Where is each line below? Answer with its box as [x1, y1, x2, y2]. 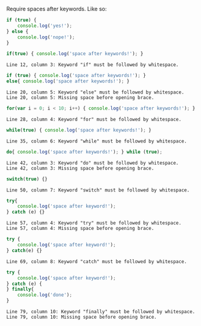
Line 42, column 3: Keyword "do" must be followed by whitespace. [6, 160, 179, 166]
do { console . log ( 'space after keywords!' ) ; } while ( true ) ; [6, 149, 163, 155]
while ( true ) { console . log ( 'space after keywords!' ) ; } [6, 127, 152, 133]
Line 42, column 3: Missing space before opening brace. [6, 165, 155, 171]
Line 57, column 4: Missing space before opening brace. [6, 226, 155, 232]
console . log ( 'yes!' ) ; [17, 23, 72, 29]
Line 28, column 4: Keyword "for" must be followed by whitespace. [6, 116, 182, 122]
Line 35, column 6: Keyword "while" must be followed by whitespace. [6, 138, 188, 144]
